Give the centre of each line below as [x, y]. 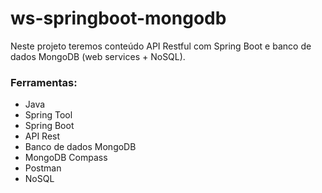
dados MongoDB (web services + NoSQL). [98, 56]
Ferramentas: [44, 82]
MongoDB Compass [66, 158]
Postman [43, 168]
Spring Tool [48, 115]
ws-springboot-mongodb [118, 18]
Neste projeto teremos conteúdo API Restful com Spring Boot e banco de [161, 46]
